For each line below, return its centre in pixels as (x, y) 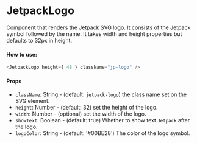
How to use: (22, 54)
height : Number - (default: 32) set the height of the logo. (86, 108)
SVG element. (32, 101)
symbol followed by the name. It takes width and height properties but (94, 33)
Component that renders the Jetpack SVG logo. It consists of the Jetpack (99, 27)
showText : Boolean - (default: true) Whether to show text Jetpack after (102, 120)
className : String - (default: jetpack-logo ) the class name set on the (101, 94)
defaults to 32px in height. (39, 40)
